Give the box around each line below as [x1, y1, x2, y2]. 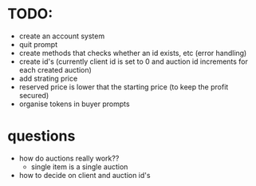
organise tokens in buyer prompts [18, 99, 130, 109]
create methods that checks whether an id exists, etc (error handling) [18, 48, 247, 57]
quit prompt [18, 39, 57, 49]
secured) [18, 90, 49, 100]
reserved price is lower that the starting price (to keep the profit [18, 81, 229, 92]
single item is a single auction [30, 161, 128, 172]
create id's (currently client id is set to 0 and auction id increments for [18, 57, 249, 66]
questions [7, 127, 76, 145]
